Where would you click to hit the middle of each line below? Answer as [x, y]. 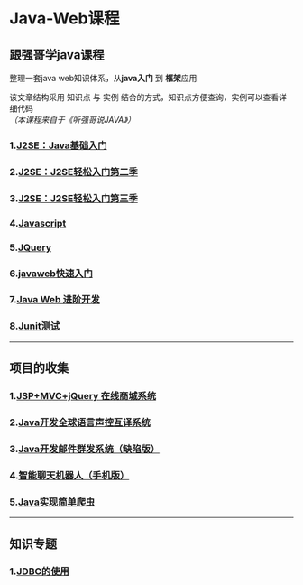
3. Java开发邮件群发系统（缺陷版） [85, 449]
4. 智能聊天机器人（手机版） [69, 475]
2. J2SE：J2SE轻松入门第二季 [73, 172]
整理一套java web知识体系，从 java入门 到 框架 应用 [103, 78]
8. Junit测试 [35, 326]
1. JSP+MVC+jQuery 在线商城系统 [83, 396]
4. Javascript [38, 223]
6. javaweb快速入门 [51, 274]
